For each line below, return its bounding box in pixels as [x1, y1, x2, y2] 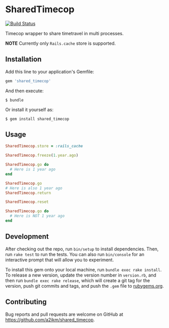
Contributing [5, 297, 47, 307]
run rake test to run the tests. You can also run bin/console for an [5, 251, 145, 257]
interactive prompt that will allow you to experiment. [5, 257, 114, 263]
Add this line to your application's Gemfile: [5, 68, 94, 74]
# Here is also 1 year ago [5, 185, 63, 191]
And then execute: [5, 88, 44, 94]
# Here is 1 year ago [10, 167, 56, 172]
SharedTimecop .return [5, 190, 51, 195]
